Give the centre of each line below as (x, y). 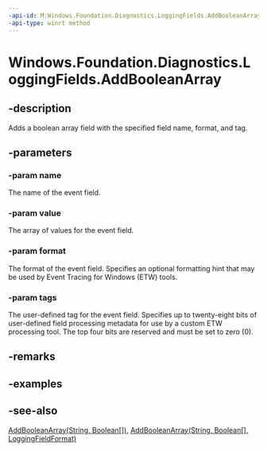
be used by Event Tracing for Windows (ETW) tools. (93, 277)
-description (40, 109)
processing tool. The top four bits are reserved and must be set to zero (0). (131, 332)
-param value (35, 213)
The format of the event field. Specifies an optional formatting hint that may (132, 268)
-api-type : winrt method (49, 23)
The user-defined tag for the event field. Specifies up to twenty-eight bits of (133, 315)
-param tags (33, 297)
